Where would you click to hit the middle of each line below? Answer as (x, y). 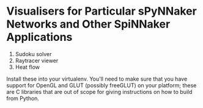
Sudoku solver (33, 54)
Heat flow (28, 67)
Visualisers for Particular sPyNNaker (102, 11)
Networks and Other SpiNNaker (88, 24)
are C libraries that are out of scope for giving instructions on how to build (99, 92)
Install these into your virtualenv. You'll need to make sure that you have (97, 79)
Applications (39, 37)
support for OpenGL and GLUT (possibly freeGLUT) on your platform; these (102, 85)
